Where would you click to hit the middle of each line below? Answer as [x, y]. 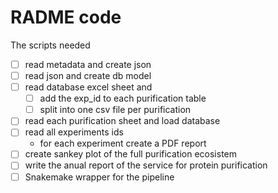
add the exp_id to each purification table [123, 98]
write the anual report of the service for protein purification [146, 165]
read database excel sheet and [88, 87]
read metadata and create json [88, 64]
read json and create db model [88, 75]
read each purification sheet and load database [122, 121]
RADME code [66, 17]
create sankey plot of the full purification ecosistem [131, 154]
